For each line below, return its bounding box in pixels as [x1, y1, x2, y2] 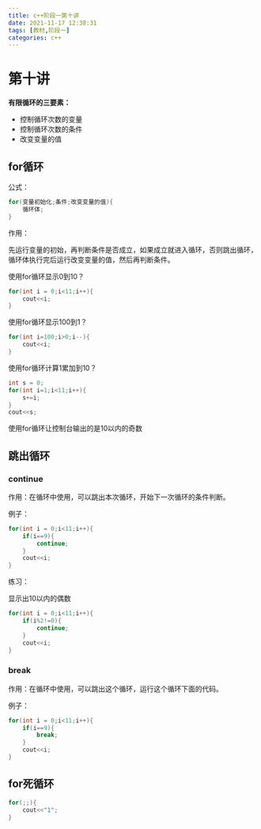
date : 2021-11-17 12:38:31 [8, 19, 97, 27]
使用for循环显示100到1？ [8, 317, 88, 327]
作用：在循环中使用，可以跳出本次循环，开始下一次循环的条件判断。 [8, 492, 230, 502]
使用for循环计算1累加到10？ [8, 363, 97, 373]
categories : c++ [8, 33, 62, 42]
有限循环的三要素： [8, 98, 71, 108]
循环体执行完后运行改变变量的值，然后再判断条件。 [8, 255, 175, 264]
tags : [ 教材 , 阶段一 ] [8, 26, 70, 34]
